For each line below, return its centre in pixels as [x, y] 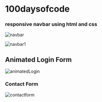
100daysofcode [37, 9]
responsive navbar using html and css [51, 24]
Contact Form [22, 84]
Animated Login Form [39, 60]
